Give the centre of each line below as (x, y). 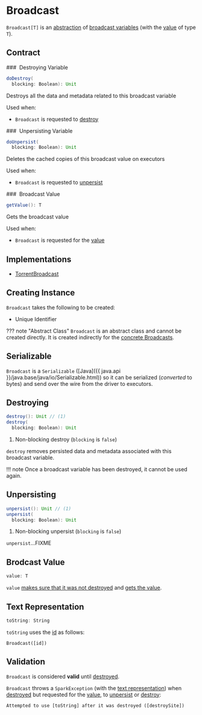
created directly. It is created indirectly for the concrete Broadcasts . (90, 337)
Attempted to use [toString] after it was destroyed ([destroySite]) (96, 705)
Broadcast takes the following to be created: (61, 307)
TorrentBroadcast (37, 273)
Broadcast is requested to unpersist (59, 183)
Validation (26, 662)
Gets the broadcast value (38, 217)
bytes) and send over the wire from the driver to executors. (80, 384)
